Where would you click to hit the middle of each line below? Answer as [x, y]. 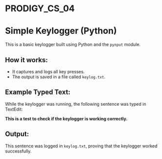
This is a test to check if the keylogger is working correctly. [66, 118]
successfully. [18, 151]
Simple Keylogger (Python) [61, 31]
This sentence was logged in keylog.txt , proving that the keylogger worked [81, 146]
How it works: [26, 60]
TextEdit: [14, 109]
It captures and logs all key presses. [48, 71]
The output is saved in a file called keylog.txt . [59, 77]
